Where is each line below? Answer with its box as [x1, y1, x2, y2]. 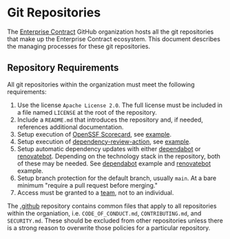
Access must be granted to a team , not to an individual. [17, 188, 174, 196]
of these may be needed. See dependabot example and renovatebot [17, 159, 211, 168]
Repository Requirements [7, 62, 119, 73]
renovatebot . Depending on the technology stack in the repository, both [17, 152, 220, 160]
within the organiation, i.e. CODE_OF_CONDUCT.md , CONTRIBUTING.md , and [7, 209, 202, 217]
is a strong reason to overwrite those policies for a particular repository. [7, 223, 211, 231]
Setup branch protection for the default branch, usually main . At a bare [17, 174, 217, 182]
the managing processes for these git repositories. [7, 42, 150, 50]
